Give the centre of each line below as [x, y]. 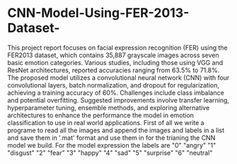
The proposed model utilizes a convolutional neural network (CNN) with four [118, 77]
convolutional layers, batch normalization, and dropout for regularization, [114, 85]
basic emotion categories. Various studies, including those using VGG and [115, 62]
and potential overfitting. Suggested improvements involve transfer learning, [118, 100]
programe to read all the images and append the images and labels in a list [116, 130]
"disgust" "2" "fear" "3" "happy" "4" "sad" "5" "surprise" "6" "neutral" [110, 153]
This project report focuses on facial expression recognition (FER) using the [117, 47]
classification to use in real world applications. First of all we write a [106, 122]
